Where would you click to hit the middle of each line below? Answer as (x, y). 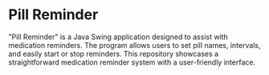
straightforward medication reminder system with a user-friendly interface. (132, 62)
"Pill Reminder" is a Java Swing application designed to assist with (118, 37)
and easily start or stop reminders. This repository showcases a (114, 53)
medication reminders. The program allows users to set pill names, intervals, (134, 45)
